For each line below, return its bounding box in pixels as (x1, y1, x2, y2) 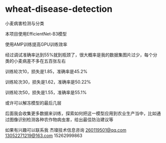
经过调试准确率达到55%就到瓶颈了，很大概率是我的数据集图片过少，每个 (5, 52, 153, 58)
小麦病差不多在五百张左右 (13, 58, 66, 64)
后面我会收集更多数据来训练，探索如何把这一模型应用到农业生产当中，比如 (5, 110, 157, 116)
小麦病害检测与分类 (5, 20, 44, 26)
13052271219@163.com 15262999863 (5, 132, 83, 139)
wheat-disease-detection (5, 3, 113, 15)
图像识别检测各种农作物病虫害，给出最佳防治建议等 (9, 116, 114, 122)
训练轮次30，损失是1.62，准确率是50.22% (5, 79, 91, 85)
